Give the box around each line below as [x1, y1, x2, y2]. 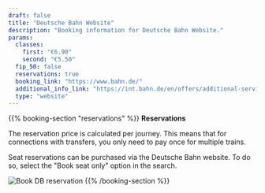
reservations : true [15, 70, 80, 78]
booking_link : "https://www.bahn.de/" [15, 77, 144, 85]
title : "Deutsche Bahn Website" [8, 19, 114, 27]
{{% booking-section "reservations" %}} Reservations [8, 113, 186, 123]
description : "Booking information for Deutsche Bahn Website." [8, 26, 224, 34]
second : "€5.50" [22, 56, 77, 64]
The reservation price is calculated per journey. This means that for [8, 129, 227, 139]
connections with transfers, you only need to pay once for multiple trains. [8, 137, 246, 147]
